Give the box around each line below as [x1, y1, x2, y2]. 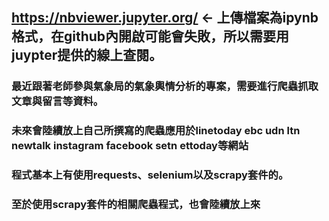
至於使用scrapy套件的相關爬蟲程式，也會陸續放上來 [11, 198, 261, 212]
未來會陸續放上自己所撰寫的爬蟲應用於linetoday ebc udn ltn [11, 124, 301, 138]
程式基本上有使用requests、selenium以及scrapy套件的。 [11, 168, 289, 182]
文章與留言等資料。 [11, 94, 104, 108]
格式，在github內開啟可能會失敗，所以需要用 [11, 28, 290, 45]
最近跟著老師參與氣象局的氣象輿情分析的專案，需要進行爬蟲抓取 [11, 79, 319, 93]
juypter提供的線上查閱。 [11, 47, 163, 64]
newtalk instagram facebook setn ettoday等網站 [11, 139, 249, 153]
